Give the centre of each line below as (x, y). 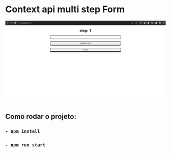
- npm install (23, 131)
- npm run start (25, 145)
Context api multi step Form (65, 9)
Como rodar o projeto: (41, 117)
